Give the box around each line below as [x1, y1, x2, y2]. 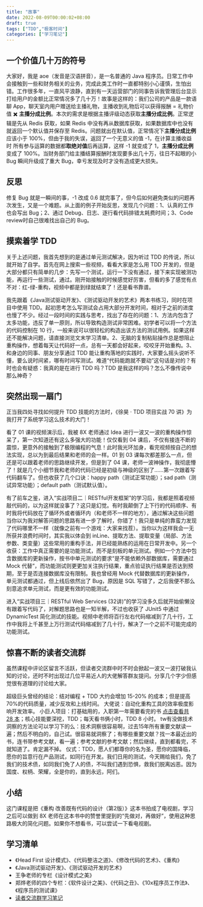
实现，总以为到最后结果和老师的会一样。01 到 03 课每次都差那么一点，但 [11, 451, 192, 459]
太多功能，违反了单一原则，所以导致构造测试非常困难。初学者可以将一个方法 [6, 318, 197, 326]
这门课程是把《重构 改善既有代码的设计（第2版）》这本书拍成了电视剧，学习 [6, 805, 194, 812]
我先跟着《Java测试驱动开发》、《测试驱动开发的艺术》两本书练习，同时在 [6, 296, 188, 303]
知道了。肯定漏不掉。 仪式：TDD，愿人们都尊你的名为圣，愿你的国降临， [11, 746, 194, 753]
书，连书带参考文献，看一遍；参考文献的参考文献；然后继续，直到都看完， [6, 738, 192, 745]
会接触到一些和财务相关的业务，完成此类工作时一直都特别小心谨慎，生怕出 [6, 80, 192, 87]
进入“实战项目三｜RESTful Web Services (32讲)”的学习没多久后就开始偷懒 [6, 598, 190, 605]
